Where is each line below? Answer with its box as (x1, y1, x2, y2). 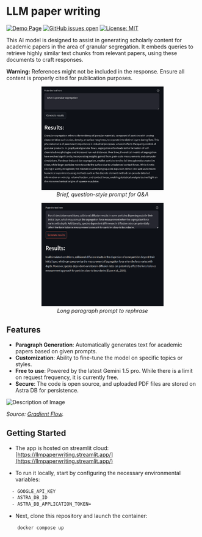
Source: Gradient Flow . (6, 410, 64, 418)
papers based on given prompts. (15, 347, 98, 355)
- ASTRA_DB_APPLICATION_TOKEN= (12, 501, 92, 508)
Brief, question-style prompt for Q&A (56, 190, 149, 198)
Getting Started (6, 428, 67, 438)
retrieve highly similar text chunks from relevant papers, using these (6, 49, 178, 56)
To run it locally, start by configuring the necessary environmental (15, 469, 181, 476)
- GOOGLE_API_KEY (12, 488, 56, 494)
